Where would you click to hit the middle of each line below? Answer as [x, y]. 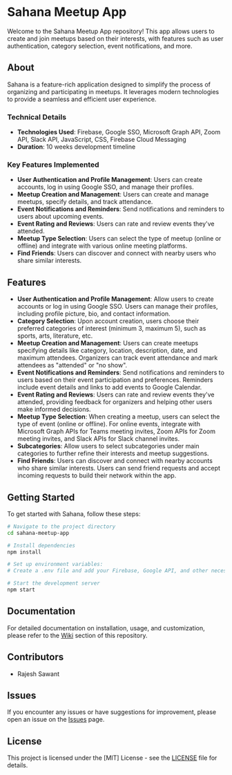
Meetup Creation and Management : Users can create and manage [113, 194]
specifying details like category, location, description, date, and [107, 351]
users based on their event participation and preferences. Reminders [115, 380]
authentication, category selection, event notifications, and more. [100, 46]
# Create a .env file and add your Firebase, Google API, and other [108, 571]
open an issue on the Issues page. [56, 720]
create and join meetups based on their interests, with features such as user [115, 38]
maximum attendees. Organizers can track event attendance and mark [117, 358]
